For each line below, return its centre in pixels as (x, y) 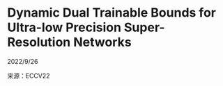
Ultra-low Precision (64, 27)
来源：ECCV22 (29, 76)
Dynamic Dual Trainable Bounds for (111, 13)
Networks (102, 42)
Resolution (39, 42)
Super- (145, 27)
